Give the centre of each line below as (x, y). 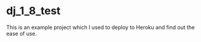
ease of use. (22, 33)
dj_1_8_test (34, 11)
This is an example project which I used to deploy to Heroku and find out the (100, 27)
